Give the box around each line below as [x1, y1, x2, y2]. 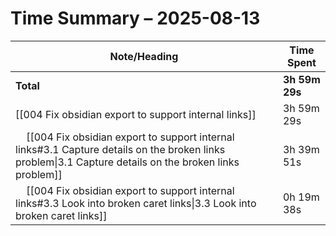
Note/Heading [109, 49, 179, 63]
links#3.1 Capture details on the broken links [15, 142, 226, 156]
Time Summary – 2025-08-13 [10, 7, 261, 30]
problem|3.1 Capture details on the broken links [15, 155, 240, 169]
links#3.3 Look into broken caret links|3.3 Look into [15, 196, 257, 210]
